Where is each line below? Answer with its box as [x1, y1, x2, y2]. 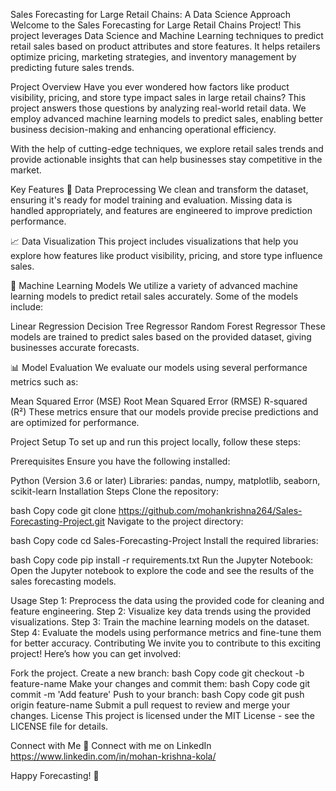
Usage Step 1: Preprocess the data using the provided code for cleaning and [10, 595, 325, 606]
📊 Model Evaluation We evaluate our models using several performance [10, 362, 308, 373]
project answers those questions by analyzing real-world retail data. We [10, 102, 307, 114]
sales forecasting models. [10, 575, 117, 587]
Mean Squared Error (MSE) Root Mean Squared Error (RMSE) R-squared [10, 395, 308, 407]
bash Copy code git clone [10, 505, 117, 516]
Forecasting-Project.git [10, 515, 106, 527]
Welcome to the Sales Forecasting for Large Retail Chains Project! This [10, 19, 302, 31]
